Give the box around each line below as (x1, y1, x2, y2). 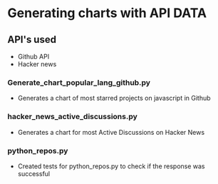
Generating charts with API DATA (7, 5, 207, 21)
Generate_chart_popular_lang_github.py (7, 77, 151, 87)
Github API (17, 52, 50, 61)
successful (17, 169, 51, 178)
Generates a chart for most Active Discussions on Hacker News (17, 128, 205, 136)
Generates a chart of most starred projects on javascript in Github (17, 94, 212, 103)
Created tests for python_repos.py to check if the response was (17, 162, 205, 170)
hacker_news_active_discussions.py (7, 112, 137, 122)
